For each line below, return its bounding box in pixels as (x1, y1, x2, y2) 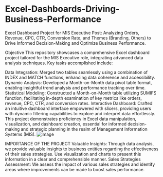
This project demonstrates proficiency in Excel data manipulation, (5, 116, 137, 122)
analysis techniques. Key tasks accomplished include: (5, 60, 113, 66)
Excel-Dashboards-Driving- (5, 3, 120, 15)
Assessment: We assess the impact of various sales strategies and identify (5, 161, 155, 167)
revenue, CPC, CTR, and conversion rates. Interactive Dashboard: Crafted (5, 100, 153, 106)
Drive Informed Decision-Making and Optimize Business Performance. (5, 40, 146, 46)
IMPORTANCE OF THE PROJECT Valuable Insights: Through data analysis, (5, 141, 154, 146)
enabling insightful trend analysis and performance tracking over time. (5, 85, 146, 90)
